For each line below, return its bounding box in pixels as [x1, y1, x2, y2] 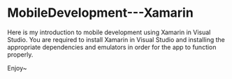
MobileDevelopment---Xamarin [7, 5, 194, 21]
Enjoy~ [7, 64, 27, 72]
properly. [7, 50, 34, 59]
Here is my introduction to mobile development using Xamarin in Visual [7, 28, 211, 36]
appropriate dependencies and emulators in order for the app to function [7, 43, 217, 51]
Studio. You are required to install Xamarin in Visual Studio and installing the [7, 35, 225, 43]
